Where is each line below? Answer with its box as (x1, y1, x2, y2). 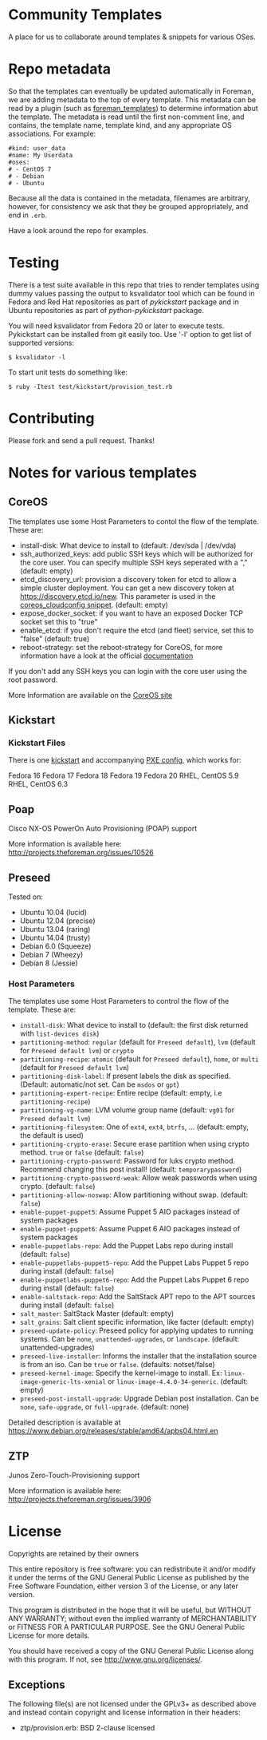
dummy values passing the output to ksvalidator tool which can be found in (8, 288, 255, 298)
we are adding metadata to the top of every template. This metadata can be (8, 94, 257, 105)
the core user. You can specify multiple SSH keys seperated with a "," (19, 557, 248, 567)
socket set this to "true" (19, 616, 98, 626)
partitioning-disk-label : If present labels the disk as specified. (19, 1072, 231, 1081)
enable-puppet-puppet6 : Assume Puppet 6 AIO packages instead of (19, 1224, 241, 1234)
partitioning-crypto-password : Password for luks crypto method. (19, 1156, 235, 1166)
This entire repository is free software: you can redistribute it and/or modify (8, 1564, 257, 1574)
